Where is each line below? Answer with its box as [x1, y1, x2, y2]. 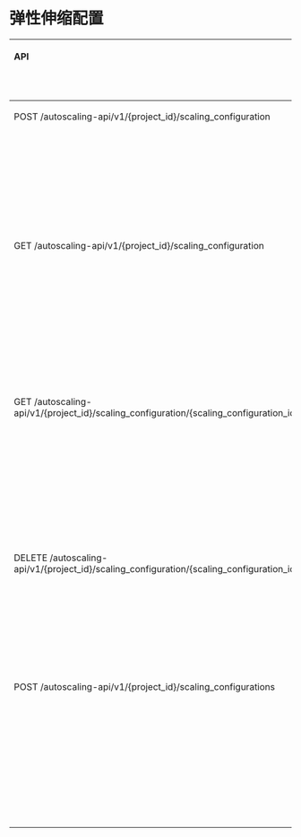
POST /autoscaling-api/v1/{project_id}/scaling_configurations [13, 680, 276, 692]
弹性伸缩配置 [9, 8, 105, 29]
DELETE [13, 551, 47, 564]
